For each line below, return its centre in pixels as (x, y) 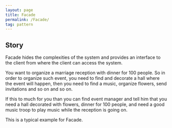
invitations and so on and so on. (39, 89)
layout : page (19, 10)
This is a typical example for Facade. (44, 120)
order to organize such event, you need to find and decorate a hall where (83, 78)
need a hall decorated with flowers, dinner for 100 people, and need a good (85, 104)
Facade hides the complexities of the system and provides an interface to (83, 57)
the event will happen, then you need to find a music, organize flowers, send (86, 84)
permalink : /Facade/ (27, 19)
